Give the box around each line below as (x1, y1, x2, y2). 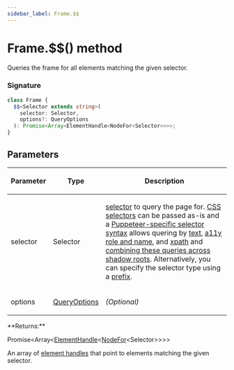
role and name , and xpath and (105, 237, 203, 246)
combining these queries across (105, 245, 211, 255)
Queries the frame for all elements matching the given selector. (7, 64, 188, 72)
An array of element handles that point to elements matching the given (7, 348, 210, 357)
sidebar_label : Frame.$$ (7, 10, 79, 17)
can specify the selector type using (105, 262, 221, 272)
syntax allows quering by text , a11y (105, 228, 222, 237)
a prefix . (105, 272, 132, 281)
